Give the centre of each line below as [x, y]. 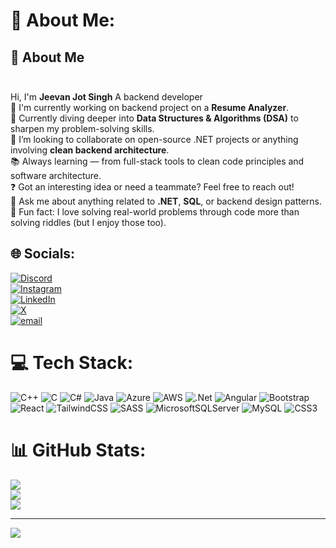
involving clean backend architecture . [90, 150]
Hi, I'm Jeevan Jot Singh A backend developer [106, 97]
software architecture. [56, 175]
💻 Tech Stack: [72, 363]
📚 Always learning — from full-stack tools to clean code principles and [157, 161]
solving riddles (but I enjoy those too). [88, 222]
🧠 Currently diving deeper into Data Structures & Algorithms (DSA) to [154, 118]
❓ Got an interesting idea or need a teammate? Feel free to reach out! [152, 187]
